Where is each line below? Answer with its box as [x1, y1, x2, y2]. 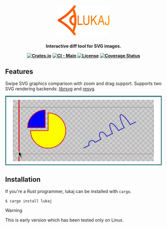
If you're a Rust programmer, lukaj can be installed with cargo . [5, 189, 132, 195]
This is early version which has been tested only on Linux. [5, 217, 124, 223]
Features [5, 67, 33, 76]
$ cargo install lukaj [5, 199, 52, 204]
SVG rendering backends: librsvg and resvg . [5, 85, 96, 92]
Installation [5, 175, 41, 184]
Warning [5, 208, 22, 214]
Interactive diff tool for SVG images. [45, 43, 122, 49]
